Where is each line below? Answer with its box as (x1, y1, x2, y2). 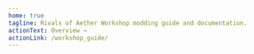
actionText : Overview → (8, 26, 88, 34)
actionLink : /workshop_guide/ (8, 33, 109, 42)
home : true (8, 11, 45, 20)
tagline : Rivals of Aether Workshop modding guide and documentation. (8, 19, 248, 27)
